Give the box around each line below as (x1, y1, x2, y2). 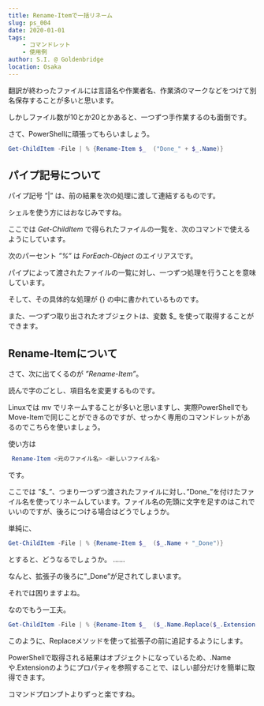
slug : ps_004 (8, 19, 51, 27)
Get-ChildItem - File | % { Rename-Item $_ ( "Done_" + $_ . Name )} (8, 145, 224, 152)
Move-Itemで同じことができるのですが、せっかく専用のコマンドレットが (8, 412, 244, 422)
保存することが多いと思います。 (14, 96, 118, 105)
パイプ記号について (8, 169, 102, 182)
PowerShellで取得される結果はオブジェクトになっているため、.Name (8, 652, 232, 662)
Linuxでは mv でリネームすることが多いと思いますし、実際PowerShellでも (8, 403, 248, 412)
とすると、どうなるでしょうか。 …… (8, 554, 125, 564)
